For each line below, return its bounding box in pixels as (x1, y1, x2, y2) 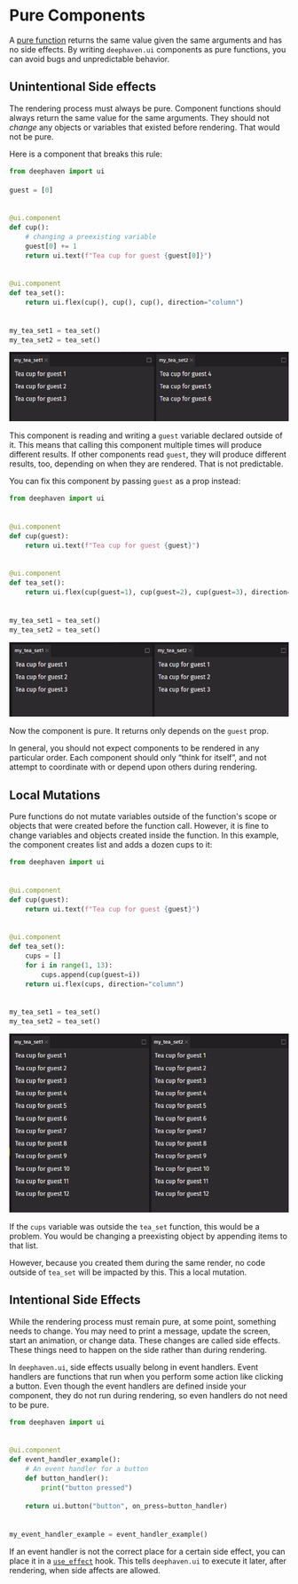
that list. (9, 1240, 39, 1251)
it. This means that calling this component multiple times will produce (9, 440, 263, 450)
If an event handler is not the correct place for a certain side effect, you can (9, 1546, 286, 1556)
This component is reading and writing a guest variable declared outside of (9, 430, 283, 441)
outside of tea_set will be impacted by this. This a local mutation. (9, 1267, 247, 1278)
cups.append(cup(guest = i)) (41, 970, 141, 979)
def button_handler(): (25, 1474, 109, 1483)
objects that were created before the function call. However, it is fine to (9, 821, 269, 832)
